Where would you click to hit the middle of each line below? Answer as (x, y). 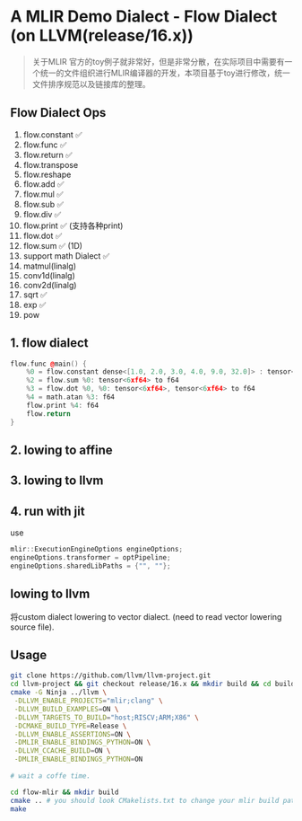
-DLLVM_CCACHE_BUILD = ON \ (62, 751)
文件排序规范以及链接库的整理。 (91, 84)
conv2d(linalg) (50, 285)
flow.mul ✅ (43, 194)
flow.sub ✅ (43, 204)
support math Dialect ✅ (66, 256)
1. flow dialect (49, 343)
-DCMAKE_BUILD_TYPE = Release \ (70, 726)
